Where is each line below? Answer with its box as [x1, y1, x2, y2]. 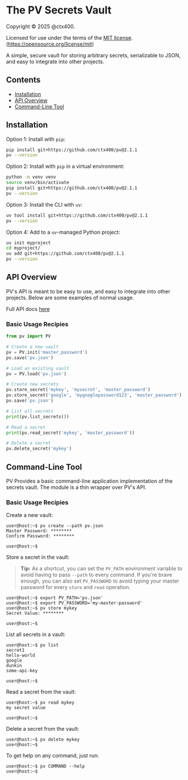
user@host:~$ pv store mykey [6, 605, 77, 611]
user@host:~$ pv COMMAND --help [6, 764, 85, 769]
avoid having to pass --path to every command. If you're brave [20, 572, 173, 579]
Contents [6, 75, 41, 85]
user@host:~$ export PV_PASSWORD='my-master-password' [6, 600, 143, 606]
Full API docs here [6, 305, 50, 312]
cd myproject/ [6, 245, 41, 251]
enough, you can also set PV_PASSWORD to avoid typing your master [20, 577, 180, 584]
